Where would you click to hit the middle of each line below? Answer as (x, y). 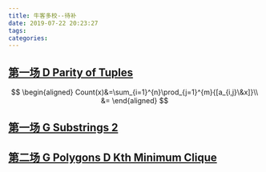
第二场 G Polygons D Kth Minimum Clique (113, 157)
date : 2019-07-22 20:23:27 (53, 23)
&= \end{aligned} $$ (135, 101)
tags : (17, 30)
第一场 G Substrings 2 (63, 128)
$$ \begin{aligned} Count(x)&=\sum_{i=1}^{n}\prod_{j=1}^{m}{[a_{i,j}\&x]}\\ (135, 92)
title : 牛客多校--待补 (42, 16)
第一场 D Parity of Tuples (71, 72)
